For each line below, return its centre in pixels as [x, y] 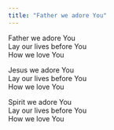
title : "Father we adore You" [58, 15]
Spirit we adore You [40, 102]
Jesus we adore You [41, 70]
